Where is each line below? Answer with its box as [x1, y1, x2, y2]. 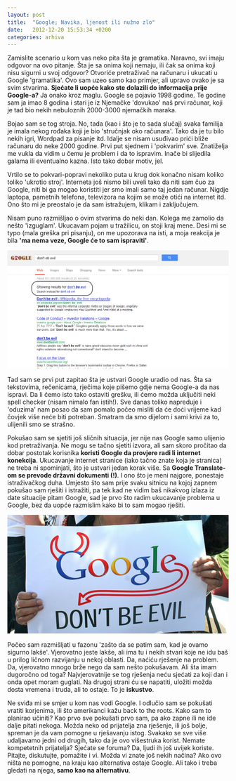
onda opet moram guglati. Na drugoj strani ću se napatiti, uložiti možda [7, 678, 213, 686]
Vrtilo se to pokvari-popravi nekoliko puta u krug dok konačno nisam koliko [7, 171, 224, 179]
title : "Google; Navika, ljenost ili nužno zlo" [7, 18, 156, 26]
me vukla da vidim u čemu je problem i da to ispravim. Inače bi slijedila [7, 150, 211, 158]
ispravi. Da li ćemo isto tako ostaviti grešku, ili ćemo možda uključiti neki [7, 390, 216, 399]
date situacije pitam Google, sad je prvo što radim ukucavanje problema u [7, 494, 220, 502]
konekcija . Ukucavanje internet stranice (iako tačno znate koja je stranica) [7, 457, 223, 465]
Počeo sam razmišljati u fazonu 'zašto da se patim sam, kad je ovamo [7, 641, 209, 649]
